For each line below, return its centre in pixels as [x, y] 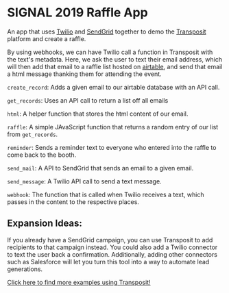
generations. [25, 269]
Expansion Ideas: [45, 224]
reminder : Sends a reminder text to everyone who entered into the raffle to [112, 147]
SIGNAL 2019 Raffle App [78, 13]
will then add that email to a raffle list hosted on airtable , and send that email [115, 66]
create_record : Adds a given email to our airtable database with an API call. [113, 87]
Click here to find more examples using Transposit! [79, 282]
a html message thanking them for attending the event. [85, 74]
